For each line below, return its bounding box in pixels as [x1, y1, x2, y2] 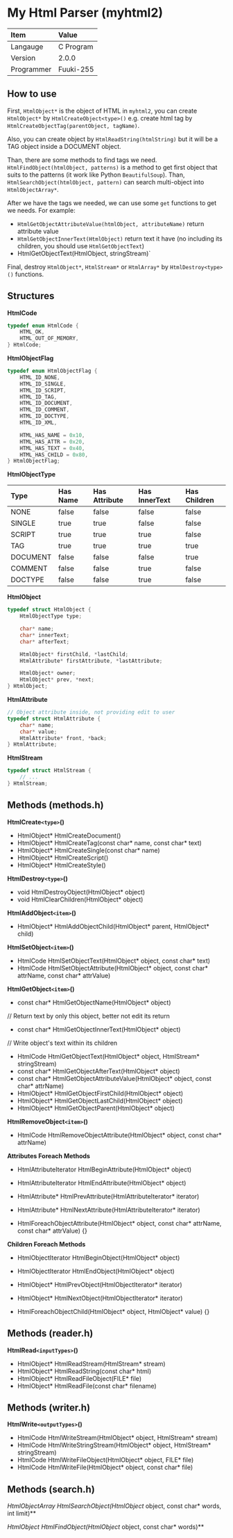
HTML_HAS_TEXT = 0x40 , [19, 444, 85, 451]
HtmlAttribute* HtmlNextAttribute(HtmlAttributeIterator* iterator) [17, 1205, 200, 1214]
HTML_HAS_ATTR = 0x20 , [19, 438, 85, 445]
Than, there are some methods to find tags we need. [7, 155, 157, 164]
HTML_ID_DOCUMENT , [19, 400, 73, 407]
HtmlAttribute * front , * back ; [19, 735, 107, 742]
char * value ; [19, 728, 58, 735]
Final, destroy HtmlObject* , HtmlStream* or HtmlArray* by [7, 262, 169, 271]
